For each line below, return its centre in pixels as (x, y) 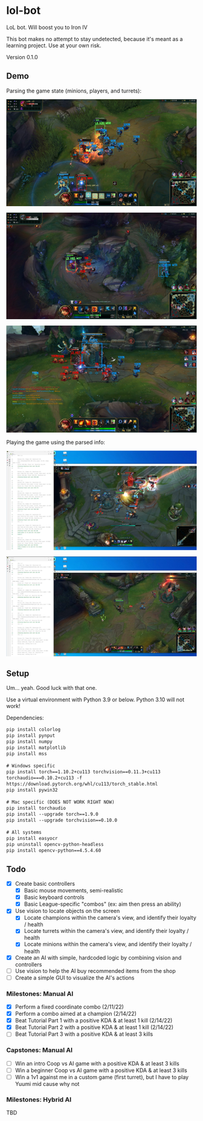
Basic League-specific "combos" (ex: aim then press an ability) (102, 904)
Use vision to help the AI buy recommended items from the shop (95, 970)
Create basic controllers (45, 884)
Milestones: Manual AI (40, 993)
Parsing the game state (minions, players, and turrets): (74, 91)
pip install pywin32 (32, 790)
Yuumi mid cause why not (47, 1084)
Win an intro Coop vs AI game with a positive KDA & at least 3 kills (97, 1063)
